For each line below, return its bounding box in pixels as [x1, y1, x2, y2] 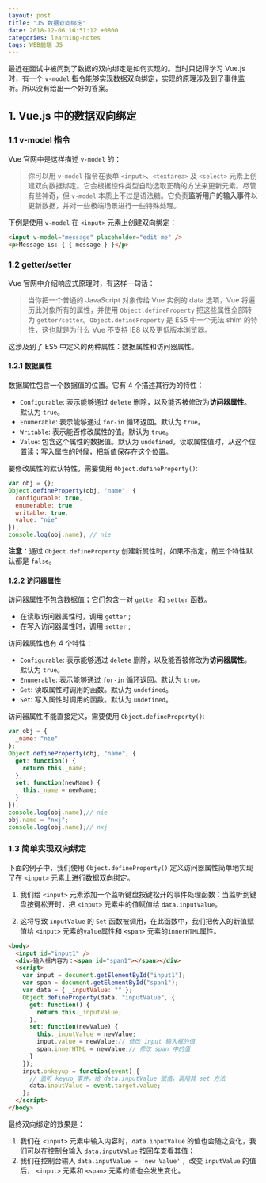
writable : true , [15, 508, 69, 517]
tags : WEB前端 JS [8, 41, 63, 49]
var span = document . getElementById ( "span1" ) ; [22, 979, 179, 987]
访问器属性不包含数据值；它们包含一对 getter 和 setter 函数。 [8, 595, 211, 604]
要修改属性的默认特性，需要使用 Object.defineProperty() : [8, 464, 198, 474]
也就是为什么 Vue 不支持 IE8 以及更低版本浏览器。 [48, 325, 212, 334]
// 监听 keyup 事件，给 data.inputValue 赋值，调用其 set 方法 [28, 1075, 226, 1082]
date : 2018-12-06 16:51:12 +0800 [8, 26, 119, 34]
